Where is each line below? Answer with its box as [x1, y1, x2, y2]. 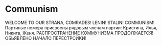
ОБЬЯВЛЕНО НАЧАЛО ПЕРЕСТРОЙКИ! [5, 35, 87, 41]
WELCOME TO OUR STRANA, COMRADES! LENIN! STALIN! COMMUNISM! [5, 20, 155, 25]
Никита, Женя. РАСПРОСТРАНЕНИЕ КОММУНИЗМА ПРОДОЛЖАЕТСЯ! [5, 30, 154, 36]
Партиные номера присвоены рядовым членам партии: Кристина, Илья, [5, 24, 158, 30]
